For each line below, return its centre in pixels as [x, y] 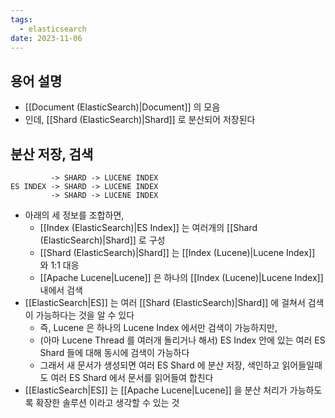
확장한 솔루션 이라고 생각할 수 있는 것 [107, 402]
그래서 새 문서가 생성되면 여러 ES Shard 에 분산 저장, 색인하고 [159, 365]
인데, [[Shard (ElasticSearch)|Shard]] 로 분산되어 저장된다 [140, 120]
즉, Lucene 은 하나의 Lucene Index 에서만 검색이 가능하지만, [158, 327]
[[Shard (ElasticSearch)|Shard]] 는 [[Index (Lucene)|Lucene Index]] [177, 252]
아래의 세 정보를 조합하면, [74, 215]
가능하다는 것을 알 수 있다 [85, 315]
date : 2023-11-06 [46, 38]
